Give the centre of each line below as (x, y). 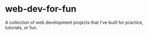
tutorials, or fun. (21, 27)
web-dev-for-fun (41, 9)
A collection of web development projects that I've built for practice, (74, 22)
